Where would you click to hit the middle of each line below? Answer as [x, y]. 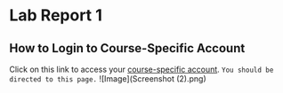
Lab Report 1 [56, 15]
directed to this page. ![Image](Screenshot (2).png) [108, 79]
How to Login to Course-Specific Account [127, 48]
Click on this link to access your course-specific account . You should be [141, 69]
